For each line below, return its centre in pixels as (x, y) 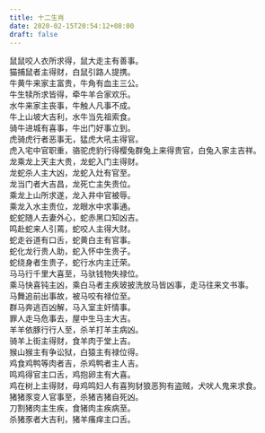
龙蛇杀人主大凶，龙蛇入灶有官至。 (72, 173)
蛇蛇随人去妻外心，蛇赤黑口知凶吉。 (76, 218)
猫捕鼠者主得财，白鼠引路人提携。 (72, 72)
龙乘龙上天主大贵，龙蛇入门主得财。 (76, 161)
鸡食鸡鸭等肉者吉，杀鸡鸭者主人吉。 (76, 363)
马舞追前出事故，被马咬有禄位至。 (72, 296)
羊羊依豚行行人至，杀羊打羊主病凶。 (76, 330)
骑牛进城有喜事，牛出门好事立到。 (72, 128)
